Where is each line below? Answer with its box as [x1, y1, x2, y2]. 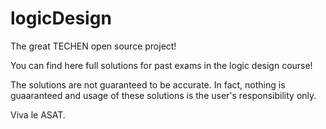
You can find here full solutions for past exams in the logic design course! [10, 59, 313, 71]
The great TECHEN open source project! [10, 40, 177, 52]
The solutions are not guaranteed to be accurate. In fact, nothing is [10, 78, 286, 91]
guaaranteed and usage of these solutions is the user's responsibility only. [10, 89, 317, 101]
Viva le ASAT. [10, 108, 66, 121]
